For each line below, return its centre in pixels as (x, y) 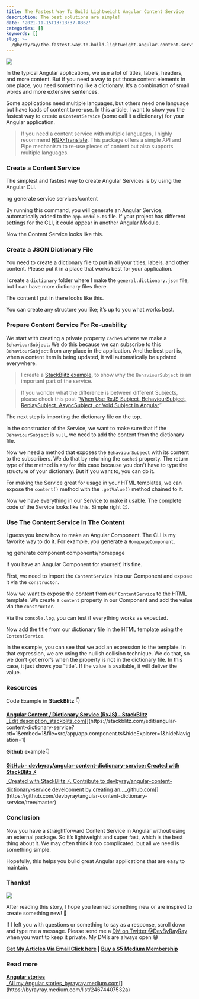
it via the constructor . (33, 582)
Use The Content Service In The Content (65, 522)
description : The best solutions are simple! (63, 17)
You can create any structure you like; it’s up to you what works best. (90, 310)
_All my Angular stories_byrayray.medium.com (63, 984)
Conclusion (23, 818)
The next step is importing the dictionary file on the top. (74, 417)
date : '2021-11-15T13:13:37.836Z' (49, 23)
